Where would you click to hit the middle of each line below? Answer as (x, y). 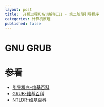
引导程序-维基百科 (31, 87)
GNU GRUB (28, 48)
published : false (23, 24)
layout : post (19, 10)
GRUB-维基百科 (28, 94)
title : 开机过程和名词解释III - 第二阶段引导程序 (52, 14)
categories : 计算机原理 (28, 19)
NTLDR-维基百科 (29, 100)
